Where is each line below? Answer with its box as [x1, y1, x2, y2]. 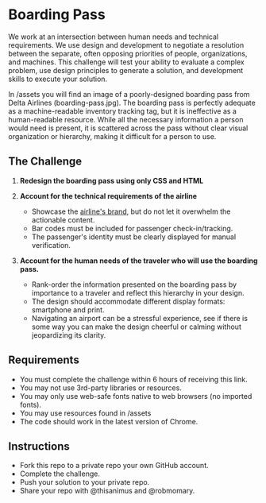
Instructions [8, 439, 70, 453]
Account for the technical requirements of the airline [19, 191, 197, 200]
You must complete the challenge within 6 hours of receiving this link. [19, 374, 248, 384]
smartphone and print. [31, 304, 105, 315]
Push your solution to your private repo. [19, 478, 150, 487]
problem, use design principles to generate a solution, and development [8, 65, 244, 75]
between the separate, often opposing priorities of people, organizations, [8, 48, 248, 58]
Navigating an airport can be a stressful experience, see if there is [31, 313, 249, 323]
